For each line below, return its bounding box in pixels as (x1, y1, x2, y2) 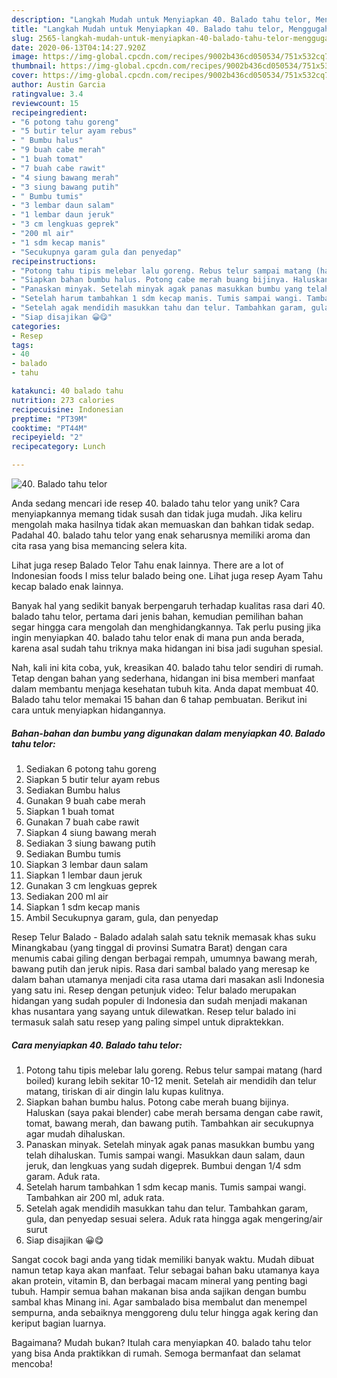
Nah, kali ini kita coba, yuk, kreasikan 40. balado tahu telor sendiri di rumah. (11, 662, 324, 673)
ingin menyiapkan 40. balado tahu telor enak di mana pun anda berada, (11, 632, 305, 643)
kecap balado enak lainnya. (11, 581, 124, 592)
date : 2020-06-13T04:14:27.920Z (11, 42, 146, 53)
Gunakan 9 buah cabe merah (25, 794, 146, 806)
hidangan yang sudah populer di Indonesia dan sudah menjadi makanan (11, 994, 308, 1006)
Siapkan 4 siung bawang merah (25, 826, 157, 838)
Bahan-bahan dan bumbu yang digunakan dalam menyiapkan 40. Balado (11, 727, 326, 739)
